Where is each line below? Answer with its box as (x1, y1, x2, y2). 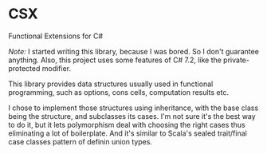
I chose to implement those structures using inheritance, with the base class (8, 103, 259, 113)
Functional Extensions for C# (8, 31, 104, 41)
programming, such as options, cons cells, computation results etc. (8, 87, 230, 97)
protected (8, 63, 41, 73)
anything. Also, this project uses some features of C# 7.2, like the (8, 55, 222, 65)
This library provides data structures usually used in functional (8, 79, 214, 89)
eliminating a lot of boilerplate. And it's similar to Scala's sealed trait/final (8, 128, 247, 138)
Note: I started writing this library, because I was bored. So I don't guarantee (8, 46, 259, 56)
